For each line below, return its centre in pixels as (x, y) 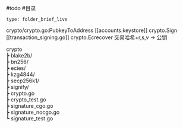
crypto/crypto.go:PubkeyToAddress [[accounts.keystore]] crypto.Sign (92, 30)
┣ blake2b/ (19, 55)
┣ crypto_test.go (26, 100)
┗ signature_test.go (30, 119)
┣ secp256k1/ (23, 81)
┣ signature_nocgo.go (33, 112)
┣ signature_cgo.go (30, 106)
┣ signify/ (18, 87)
